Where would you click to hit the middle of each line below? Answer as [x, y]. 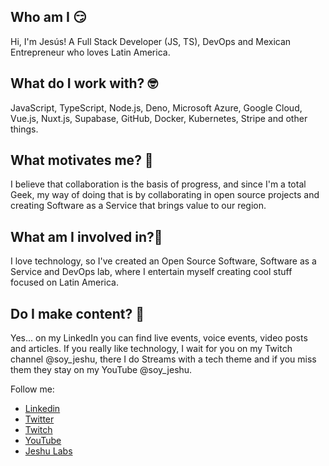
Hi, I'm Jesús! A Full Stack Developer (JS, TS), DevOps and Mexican [151, 41]
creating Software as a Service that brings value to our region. [138, 206]
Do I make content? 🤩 [77, 313]
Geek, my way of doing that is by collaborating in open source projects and [165, 195]
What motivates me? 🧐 [82, 160]
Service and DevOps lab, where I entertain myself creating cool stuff [151, 272]
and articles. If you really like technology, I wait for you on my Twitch [151, 349]
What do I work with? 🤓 [84, 83]
